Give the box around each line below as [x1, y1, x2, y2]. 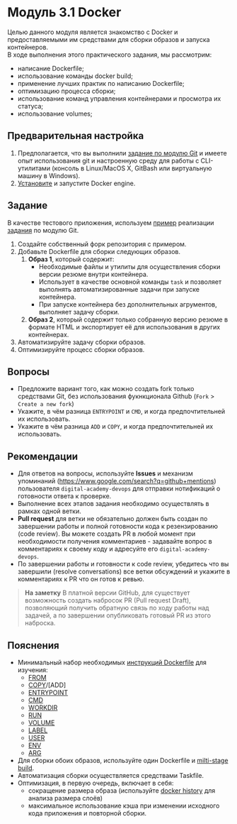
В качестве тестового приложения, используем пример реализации [7, 218, 214, 227]
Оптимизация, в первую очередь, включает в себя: [17, 779, 174, 787]
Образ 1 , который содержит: [28, 255, 115, 263]
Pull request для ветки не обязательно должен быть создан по [17, 515, 208, 523]
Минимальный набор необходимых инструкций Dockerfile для [17, 658, 207, 666]
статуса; [17, 101, 44, 110]
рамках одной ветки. [17, 507, 81, 515]
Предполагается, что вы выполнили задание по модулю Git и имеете [17, 148, 228, 157]
